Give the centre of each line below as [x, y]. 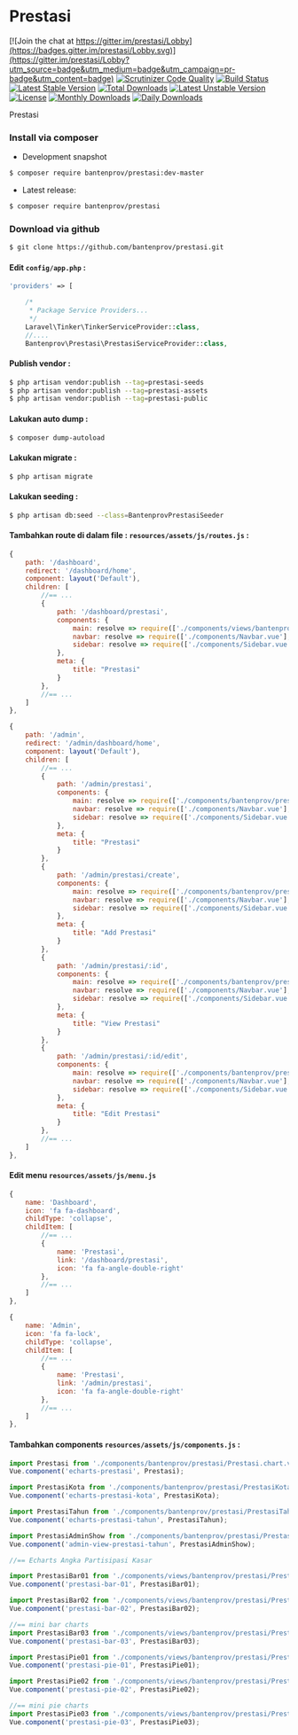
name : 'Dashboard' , [61, 1202]
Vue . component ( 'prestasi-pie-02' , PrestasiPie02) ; [105, 1690]
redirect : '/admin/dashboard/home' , [93, 743]
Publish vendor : [40, 363]
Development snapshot [64, 157]
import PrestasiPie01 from [59, 1657]
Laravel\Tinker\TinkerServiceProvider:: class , [113, 327]
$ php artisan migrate [51, 476]
